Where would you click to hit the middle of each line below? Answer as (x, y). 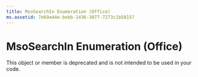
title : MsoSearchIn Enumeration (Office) (58, 12)
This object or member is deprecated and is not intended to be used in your (99, 63)
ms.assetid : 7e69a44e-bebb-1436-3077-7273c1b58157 (70, 17)
